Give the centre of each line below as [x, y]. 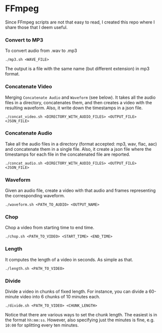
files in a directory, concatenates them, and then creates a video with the [79, 102]
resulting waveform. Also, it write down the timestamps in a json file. [74, 108]
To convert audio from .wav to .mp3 [41, 51]
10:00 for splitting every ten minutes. [42, 325]
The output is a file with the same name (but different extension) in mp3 [77, 69]
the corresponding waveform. [35, 196]
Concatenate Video [29, 87]
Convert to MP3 [24, 40]
